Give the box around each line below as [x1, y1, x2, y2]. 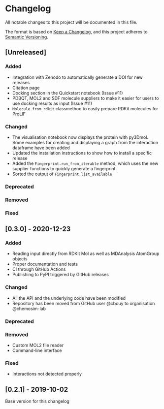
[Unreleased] [5, 48, 47, 57]
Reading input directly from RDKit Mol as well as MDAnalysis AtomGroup [12, 251, 160, 256]
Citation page [12, 85, 40, 91]
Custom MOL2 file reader [12, 342, 64, 348]
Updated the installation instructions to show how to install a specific [12, 150, 152, 156]
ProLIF [12, 111, 26, 117]
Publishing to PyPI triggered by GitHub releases [12, 272, 109, 278]
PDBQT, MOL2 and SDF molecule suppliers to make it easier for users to [12, 95, 159, 101]
